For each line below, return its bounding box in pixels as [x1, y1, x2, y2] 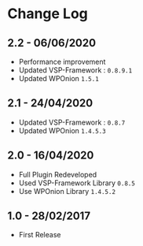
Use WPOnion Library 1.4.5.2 [18, 186, 115, 196]
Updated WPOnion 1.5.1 [18, 74, 99, 83]
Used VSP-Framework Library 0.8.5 [18, 178, 135, 188]
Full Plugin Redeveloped [18, 170, 97, 179]
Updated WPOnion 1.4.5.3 [18, 125, 107, 135]
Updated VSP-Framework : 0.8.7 [18, 117, 126, 127]
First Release [18, 230, 61, 240]
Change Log [7, 5, 88, 23]
